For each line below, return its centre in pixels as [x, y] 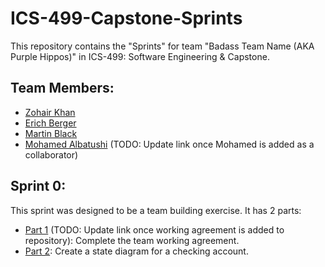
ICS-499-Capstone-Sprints [126, 18]
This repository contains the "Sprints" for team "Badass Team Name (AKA [162, 46]
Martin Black [51, 133]
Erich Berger [50, 123]
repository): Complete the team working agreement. [132, 240]
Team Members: [62, 88]
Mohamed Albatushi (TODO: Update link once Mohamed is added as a [169, 144]
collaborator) [51, 154]
